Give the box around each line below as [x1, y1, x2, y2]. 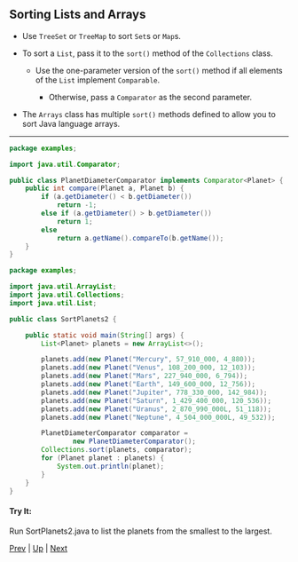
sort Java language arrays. [21, 118, 121, 129]
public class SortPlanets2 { [9, 314, 117, 323]
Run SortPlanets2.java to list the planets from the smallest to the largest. [9, 526, 272, 536]
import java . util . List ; [9, 298, 98, 307]
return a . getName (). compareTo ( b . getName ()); [56, 234, 224, 242]
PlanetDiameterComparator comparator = [41, 429, 189, 438]
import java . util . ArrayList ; [9, 282, 117, 291]
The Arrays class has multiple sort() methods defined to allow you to [21, 108, 277, 119]
